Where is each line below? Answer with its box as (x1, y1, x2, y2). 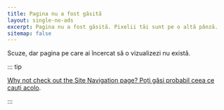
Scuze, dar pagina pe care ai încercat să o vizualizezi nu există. (7, 49, 191, 57)
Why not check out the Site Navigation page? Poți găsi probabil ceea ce (7, 76, 215, 85)
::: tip (7, 62, 22, 71)
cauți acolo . (7, 83, 41, 92)
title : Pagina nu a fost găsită (7, 10, 102, 18)
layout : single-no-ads (7, 17, 74, 24)
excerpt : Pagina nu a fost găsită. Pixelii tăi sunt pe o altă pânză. (7, 23, 218, 30)
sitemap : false (7, 29, 52, 37)
